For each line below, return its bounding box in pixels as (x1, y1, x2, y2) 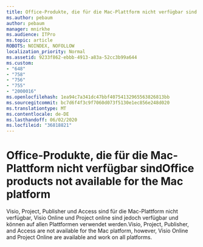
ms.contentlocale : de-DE (6, 111, 69, 117)
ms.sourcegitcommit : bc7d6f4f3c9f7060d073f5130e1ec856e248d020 (6, 99, 170, 106)
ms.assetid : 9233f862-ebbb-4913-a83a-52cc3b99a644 (6, 54, 137, 60)
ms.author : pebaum (6, 15, 53, 21)
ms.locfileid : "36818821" (6, 123, 72, 129)
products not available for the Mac (6, 174, 184, 188)
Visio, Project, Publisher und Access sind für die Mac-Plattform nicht (6, 208, 178, 215)
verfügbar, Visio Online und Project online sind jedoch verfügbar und (6, 214, 179, 221)
